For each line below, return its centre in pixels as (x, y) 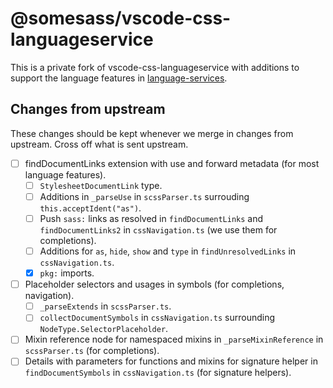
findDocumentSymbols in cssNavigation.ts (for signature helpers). (158, 373)
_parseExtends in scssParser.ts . (105, 306)
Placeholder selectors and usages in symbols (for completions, (154, 284)
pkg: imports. (67, 273)
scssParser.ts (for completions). (92, 351)
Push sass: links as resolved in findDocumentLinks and (151, 218)
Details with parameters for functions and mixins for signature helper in (171, 361)
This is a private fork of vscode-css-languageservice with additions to (155, 67)
